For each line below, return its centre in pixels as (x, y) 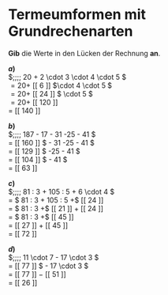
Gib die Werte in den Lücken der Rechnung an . (84, 53)
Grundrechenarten (71, 31)
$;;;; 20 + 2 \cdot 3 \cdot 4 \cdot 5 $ (67, 77)
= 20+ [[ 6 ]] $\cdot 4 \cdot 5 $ (62, 85)
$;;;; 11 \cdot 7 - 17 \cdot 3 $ (54, 257)
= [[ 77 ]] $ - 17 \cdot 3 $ (49, 266)
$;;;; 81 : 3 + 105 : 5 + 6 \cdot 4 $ (62, 191)
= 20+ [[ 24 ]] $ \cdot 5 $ (52, 93)
